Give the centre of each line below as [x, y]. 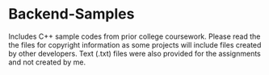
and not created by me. [47, 62]
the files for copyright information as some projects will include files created [135, 44]
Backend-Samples [71, 14]
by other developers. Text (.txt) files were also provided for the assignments [134, 53]
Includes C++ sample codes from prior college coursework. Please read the [134, 36]
